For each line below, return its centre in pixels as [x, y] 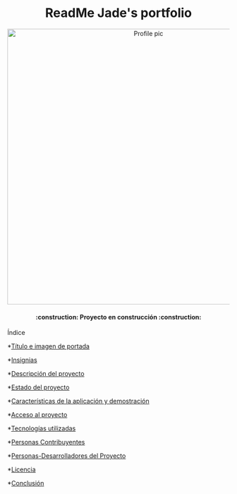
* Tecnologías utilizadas [42, 428]
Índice [17, 333]
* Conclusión [26, 483]
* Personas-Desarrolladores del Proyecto [67, 456]
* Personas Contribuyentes [46, 442]
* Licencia [22, 470]
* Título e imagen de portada [49, 346]
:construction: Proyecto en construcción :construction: [119, 317]
